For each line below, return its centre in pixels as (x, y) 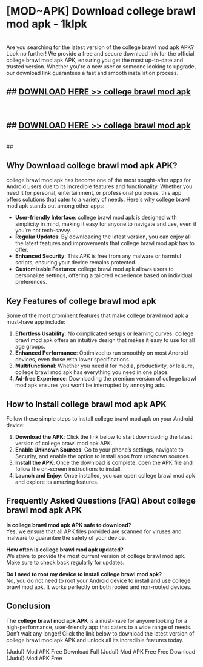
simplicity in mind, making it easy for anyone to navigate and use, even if (106, 224)
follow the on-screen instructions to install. (68, 469)
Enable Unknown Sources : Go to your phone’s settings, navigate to (99, 450)
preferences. (31, 282)
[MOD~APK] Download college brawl (101, 11)
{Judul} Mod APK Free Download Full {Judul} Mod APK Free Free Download (101, 651)
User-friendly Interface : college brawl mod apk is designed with (96, 218)
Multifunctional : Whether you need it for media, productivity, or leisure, (105, 366)
